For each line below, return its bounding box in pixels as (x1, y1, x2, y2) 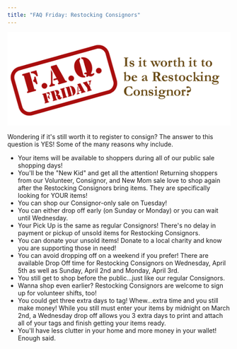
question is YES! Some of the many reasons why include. (7, 140, 173, 148)
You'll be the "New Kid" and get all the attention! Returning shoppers (17, 169, 218, 177)
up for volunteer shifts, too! (17, 289, 97, 297)
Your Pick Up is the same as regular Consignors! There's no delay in (17, 221, 216, 230)
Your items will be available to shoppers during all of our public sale (17, 154, 215, 162)
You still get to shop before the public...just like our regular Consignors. (17, 274, 225, 283)
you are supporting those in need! (17, 244, 117, 252)
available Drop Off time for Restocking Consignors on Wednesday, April (17, 259, 226, 268)
